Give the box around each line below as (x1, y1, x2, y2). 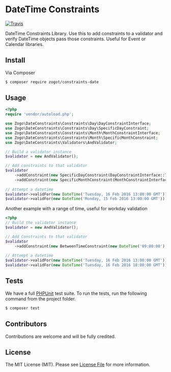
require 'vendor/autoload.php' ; (5, 112, 74, 117)
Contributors (5, 320, 47, 329)
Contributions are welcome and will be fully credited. (5, 333, 116, 339)
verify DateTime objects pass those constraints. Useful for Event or (5, 36, 146, 42)
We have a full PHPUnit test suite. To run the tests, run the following (5, 290, 148, 296)
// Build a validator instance (5, 149, 72, 154)
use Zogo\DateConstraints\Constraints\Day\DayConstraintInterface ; (5, 121, 152, 126)
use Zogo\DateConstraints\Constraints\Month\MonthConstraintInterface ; (5, 130, 160, 136)
